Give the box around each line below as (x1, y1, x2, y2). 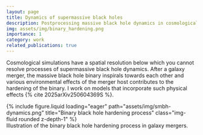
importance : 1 (6, 31, 42, 37)
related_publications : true (6, 43, 77, 49)
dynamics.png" (6, 109, 44, 116)
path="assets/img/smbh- (108, 102, 171, 110)
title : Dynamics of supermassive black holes (6, 14, 123, 20)
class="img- (155, 109, 186, 116)
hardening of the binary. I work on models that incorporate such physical (6, 84, 187, 92)
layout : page (6, 8, 39, 15)
